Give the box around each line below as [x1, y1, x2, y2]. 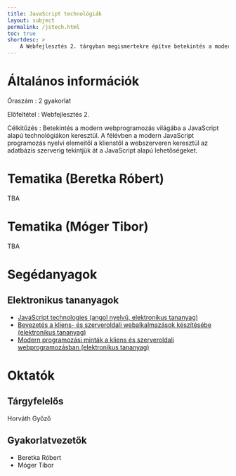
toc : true [7, 30, 37, 37]
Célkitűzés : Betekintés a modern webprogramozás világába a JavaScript [7, 124, 219, 132]
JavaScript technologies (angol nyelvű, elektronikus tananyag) [17, 313, 199, 321]
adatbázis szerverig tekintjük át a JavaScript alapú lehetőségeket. [7, 146, 198, 155]
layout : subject [7, 17, 55, 24]
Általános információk [7, 73, 139, 89]
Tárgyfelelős [7, 395, 64, 408]
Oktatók [7, 368, 55, 383]
